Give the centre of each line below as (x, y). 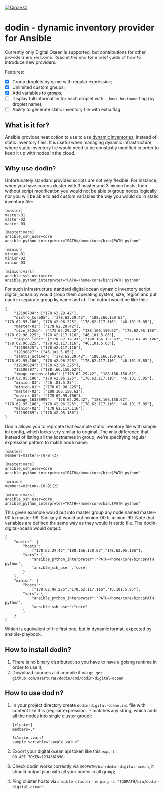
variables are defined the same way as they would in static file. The (74, 523)
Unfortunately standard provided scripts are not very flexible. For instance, (81, 180)
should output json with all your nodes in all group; (64, 771)
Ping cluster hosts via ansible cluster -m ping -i (64, 781)
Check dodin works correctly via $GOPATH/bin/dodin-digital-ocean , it (83, 766)
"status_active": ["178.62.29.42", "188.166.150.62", (71, 356)
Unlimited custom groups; (39, 87)
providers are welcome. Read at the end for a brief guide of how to (73, 57)
